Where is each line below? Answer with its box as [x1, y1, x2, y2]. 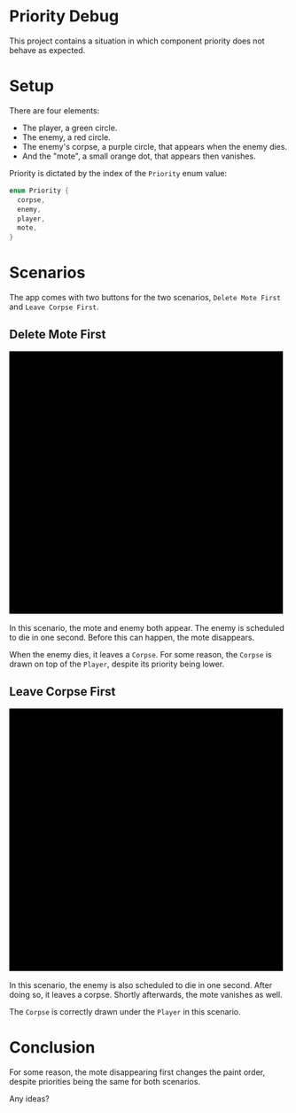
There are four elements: [9, 105, 100, 116]
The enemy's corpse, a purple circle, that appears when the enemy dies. [21, 141, 288, 152]
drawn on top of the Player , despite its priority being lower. [9, 658, 224, 669]
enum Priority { [9, 186, 69, 195]
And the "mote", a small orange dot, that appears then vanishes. [21, 151, 256, 161]
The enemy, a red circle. [21, 131, 111, 143]
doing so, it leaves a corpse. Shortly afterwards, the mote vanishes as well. [9, 989, 283, 1000]
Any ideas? [9, 1093, 51, 1104]
